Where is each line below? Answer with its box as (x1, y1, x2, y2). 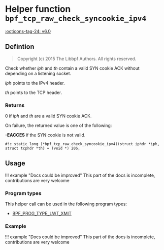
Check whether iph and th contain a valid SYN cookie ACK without (5, 65, 140, 71)
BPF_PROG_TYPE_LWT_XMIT (12, 211, 72, 217)
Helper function (5, 3, 71, 15)
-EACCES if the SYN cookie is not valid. (5, 132, 86, 138)
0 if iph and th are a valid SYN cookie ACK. (5, 113, 92, 119)
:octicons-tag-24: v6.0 (5, 28, 51, 34)
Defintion (5, 43, 34, 51)
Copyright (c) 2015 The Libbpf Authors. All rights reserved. (17, 56, 136, 62)
